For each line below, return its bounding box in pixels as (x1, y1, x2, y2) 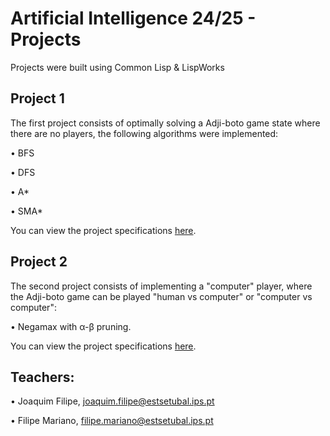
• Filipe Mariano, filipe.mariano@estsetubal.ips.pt (10, 415, 214, 427)
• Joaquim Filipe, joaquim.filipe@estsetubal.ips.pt (10, 395, 215, 407)
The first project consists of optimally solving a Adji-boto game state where (10, 117, 321, 129)
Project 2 (10, 253, 68, 271)
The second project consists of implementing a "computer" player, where (10, 280, 313, 292)
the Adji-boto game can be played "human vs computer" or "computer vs (10, 290, 313, 302)
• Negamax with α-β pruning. (10, 320, 132, 332)
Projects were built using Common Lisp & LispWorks (10, 61, 225, 73)
